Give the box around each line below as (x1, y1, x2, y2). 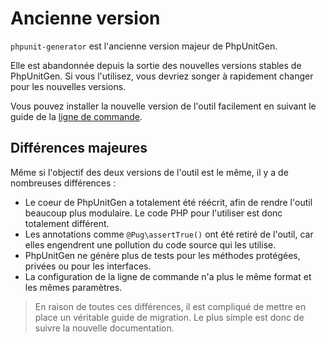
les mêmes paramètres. (24, 281, 123, 293)
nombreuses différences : (10, 177, 117, 189)
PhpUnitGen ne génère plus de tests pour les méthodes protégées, (24, 249, 301, 261)
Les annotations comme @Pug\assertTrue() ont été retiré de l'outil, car (24, 228, 314, 240)
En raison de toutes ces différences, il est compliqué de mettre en (34, 300, 307, 312)
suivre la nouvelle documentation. (34, 322, 175, 334)
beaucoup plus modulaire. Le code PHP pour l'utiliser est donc (24, 207, 283, 219)
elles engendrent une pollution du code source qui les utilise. (24, 238, 277, 251)
